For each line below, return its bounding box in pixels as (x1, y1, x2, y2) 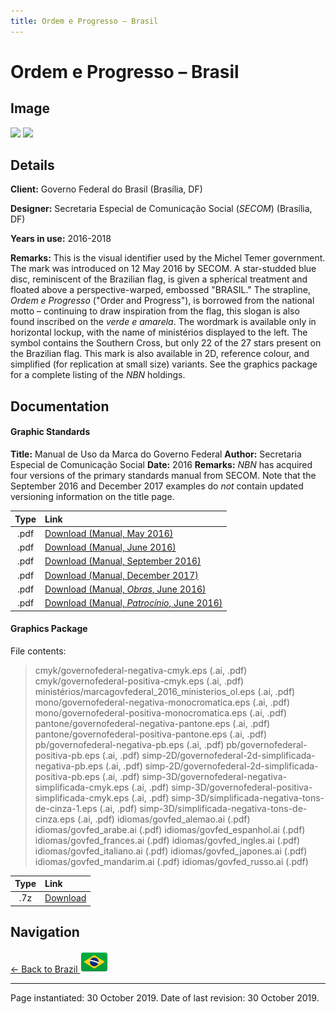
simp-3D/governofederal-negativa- (141, 770, 287, 782)
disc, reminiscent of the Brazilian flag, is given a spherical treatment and (10, 273, 308, 285)
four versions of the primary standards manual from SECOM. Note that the (10, 470, 317, 482)
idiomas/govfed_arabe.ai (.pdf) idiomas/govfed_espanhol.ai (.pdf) (34, 823, 306, 835)
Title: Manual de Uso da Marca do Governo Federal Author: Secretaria (10, 448, 302, 460)
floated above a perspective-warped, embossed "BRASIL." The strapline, (10, 284, 312, 296)
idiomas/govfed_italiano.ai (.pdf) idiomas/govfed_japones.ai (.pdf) (34, 845, 308, 857)
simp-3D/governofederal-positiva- (171, 781, 313, 793)
